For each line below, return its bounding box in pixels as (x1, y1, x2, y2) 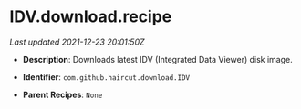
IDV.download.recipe (9, 6, 172, 27)
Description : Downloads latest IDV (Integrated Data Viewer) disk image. (22, 54, 294, 64)
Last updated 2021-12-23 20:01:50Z (9, 36, 145, 47)
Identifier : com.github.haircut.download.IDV (22, 71, 190, 83)
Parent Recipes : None (22, 89, 103, 100)
